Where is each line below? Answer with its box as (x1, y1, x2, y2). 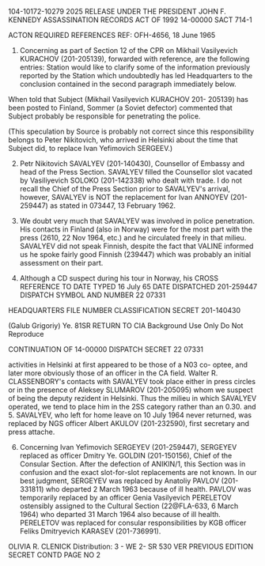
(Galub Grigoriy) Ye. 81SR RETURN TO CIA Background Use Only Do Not (8, 321, 244, 330)
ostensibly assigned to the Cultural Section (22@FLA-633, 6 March (19, 501, 239, 511)
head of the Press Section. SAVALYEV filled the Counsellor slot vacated (19, 168, 253, 176)
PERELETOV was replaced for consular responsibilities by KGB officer (19, 518, 247, 527)
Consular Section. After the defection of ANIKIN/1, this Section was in (19, 459, 246, 469)
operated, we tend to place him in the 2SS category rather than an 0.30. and (8, 402, 256, 411)
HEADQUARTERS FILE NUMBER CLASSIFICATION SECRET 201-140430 (8, 306, 241, 315)
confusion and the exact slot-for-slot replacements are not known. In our (19, 468, 257, 477)
